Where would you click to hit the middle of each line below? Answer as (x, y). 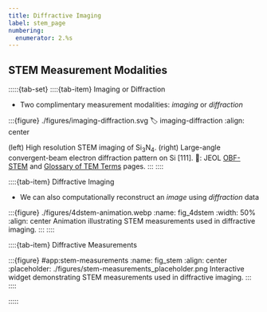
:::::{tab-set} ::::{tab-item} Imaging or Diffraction (87, 89)
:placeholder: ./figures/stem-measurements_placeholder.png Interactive (126, 268)
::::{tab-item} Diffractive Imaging (61, 181)
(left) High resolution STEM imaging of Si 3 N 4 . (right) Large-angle (114, 148)
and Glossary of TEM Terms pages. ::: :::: (96, 166)
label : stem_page (37, 23)
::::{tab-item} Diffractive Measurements (73, 244)
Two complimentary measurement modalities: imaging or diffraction (131, 105)
